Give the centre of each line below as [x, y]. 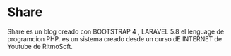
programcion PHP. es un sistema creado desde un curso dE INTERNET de [115, 38]
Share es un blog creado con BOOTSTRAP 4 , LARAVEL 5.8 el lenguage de [116, 31]
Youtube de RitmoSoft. [40, 46]
